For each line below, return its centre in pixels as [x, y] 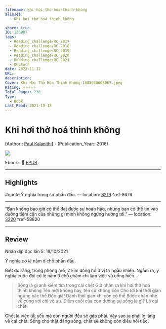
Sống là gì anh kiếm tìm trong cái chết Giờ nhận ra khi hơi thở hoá [84, 285]
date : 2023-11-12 [23, 69]
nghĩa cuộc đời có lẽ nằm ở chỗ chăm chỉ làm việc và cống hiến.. [71, 275]
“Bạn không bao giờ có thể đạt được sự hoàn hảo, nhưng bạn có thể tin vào [82, 209]
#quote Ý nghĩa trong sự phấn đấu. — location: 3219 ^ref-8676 [69, 194]
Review [17, 239]
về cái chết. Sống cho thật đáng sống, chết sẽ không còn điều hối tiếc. [77, 321]
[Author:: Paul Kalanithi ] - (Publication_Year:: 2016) [57, 144]
